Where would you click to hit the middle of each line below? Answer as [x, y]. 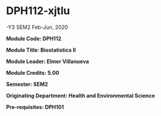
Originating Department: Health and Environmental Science [80, 95]
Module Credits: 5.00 [33, 72]
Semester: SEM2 [27, 84]
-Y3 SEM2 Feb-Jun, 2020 [37, 27]
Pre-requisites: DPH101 [35, 107]
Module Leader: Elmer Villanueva [48, 61]
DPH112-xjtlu [38, 11]
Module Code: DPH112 [34, 38]
